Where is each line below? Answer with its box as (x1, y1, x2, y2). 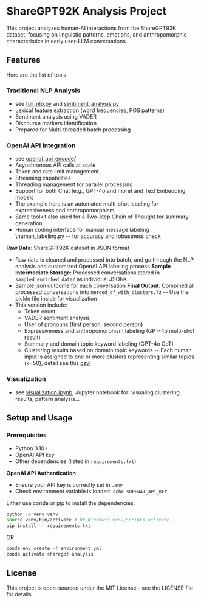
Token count (24, 308, 56, 315)
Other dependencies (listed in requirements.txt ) (15, 458, 137, 465)
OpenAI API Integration (6, 141, 76, 150)
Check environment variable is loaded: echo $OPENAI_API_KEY (15, 488, 168, 495)
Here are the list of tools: (6, 71, 68, 78)
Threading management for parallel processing (15, 181, 133, 188)
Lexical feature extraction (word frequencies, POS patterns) (15, 106, 165, 114)
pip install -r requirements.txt (6, 523, 91, 529)
